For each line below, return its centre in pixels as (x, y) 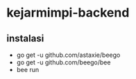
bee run (28, 70)
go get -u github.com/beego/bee (63, 62)
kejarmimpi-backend (68, 13)
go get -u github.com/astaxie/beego (68, 55)
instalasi (25, 38)
